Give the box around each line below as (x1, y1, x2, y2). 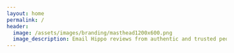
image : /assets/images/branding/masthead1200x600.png (13, 29, 173, 36)
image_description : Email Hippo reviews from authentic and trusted (13, 36, 217, 43)
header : (6, 23, 29, 30)
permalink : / (6, 17, 45, 23)
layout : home (6, 10, 45, 17)
